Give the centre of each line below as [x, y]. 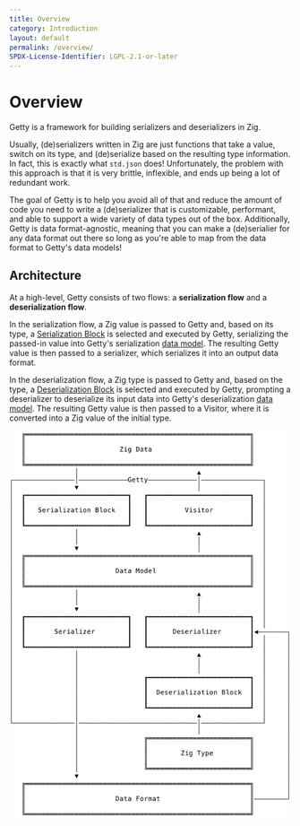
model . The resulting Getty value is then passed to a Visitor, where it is [139, 408]
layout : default [39, 38]
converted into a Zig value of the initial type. [90, 418]
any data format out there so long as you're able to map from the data [138, 239]
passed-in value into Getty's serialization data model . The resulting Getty [144, 343]
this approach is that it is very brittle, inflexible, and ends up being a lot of [145, 173]
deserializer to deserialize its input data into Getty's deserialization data [141, 398]
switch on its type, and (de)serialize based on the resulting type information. [150, 154]
